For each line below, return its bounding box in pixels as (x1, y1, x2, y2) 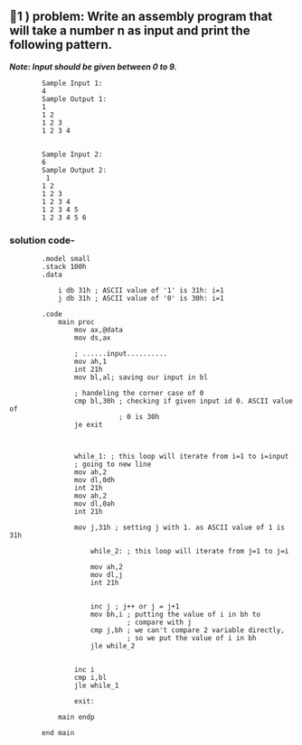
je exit (73, 421, 103, 430)
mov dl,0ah (73, 499, 116, 508)
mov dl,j (90, 571, 124, 580)
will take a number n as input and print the (9, 23, 250, 39)
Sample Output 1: (42, 94, 107, 104)
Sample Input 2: (42, 150, 103, 159)
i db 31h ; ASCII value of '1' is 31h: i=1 (57, 286, 224, 295)
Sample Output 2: (42, 165, 107, 174)
